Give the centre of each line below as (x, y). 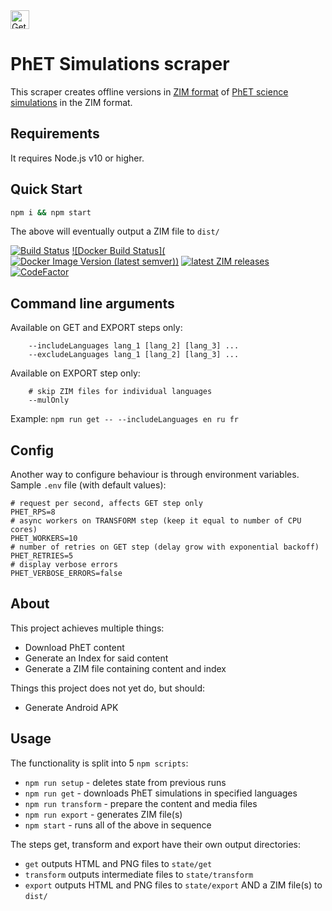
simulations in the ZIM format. (71, 102)
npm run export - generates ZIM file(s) (103, 814)
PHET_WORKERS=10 (44, 539)
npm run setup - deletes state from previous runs (125, 782)
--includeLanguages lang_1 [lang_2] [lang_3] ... (134, 346)
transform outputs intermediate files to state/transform (139, 874)
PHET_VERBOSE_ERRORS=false (66, 574)
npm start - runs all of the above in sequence (118, 825)
